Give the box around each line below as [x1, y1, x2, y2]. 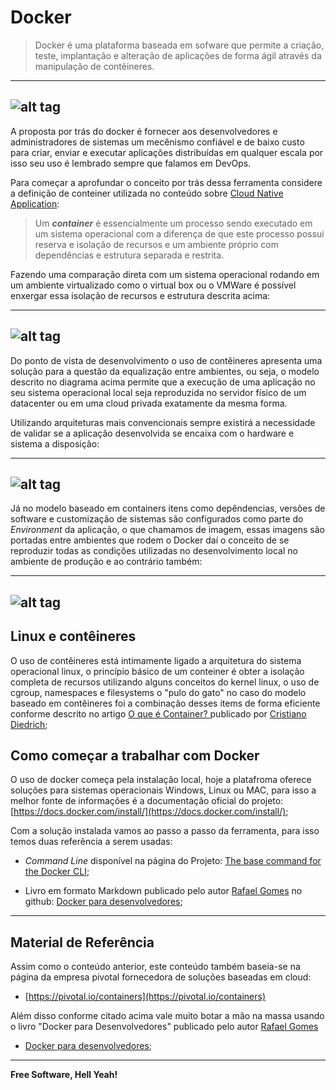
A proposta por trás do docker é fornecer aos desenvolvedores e [10, 125, 278, 137]
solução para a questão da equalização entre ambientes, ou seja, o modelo [10, 365, 320, 377]
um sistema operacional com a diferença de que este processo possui [34, 227, 325, 240]
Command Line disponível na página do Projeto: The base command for [24, 855, 322, 867]
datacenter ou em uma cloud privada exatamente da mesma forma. [10, 397, 288, 409]
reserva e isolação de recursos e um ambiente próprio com [34, 238, 280, 250]
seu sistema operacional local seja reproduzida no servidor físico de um [10, 386, 307, 398]
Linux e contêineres [10, 628, 137, 645]
